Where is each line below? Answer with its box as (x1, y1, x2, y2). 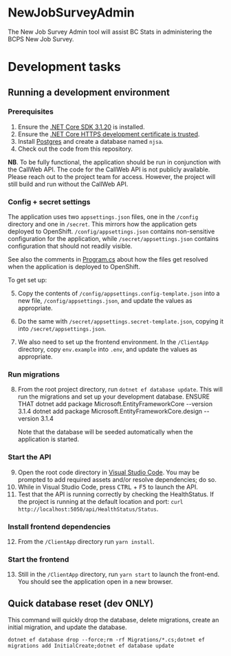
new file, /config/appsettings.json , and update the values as (17, 297, 192, 305)
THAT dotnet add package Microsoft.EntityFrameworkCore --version (17, 400, 212, 408)
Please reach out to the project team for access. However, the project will (8, 172, 216, 180)
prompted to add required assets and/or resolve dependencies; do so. (17, 475, 217, 483)
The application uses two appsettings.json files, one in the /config (8, 213, 199, 221)
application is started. (17, 435, 80, 443)
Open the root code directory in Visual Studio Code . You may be (17, 468, 200, 476)
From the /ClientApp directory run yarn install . (17, 538, 155, 545)
